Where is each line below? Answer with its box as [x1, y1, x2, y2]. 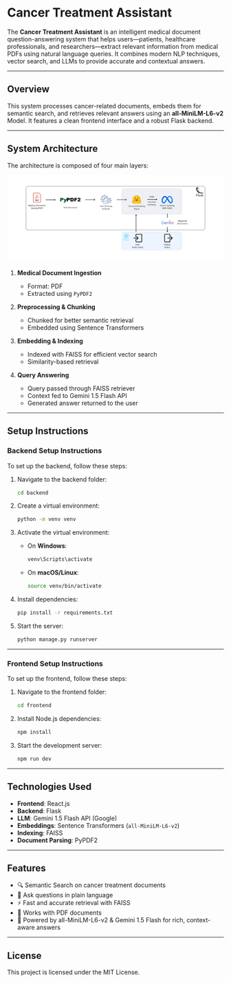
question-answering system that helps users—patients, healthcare [7, 34, 196, 43]
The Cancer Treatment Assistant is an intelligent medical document [7, 28, 201, 36]
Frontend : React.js [16, 799, 70, 808]
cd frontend [16, 702, 52, 709]
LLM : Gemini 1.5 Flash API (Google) [16, 814, 118, 822]
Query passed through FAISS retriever [27, 384, 135, 393]
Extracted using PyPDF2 [27, 289, 93, 297]
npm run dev [16, 755, 52, 762]
